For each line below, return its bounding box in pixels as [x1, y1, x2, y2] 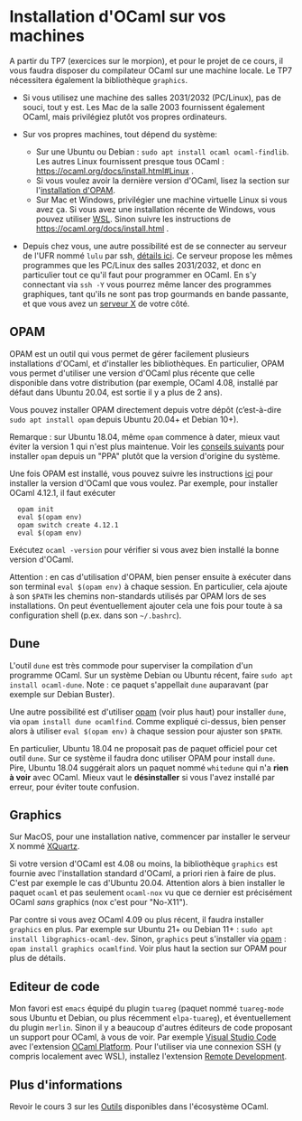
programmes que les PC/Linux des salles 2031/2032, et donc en [22, 259, 261, 270]
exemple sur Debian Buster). [9, 688, 115, 699]
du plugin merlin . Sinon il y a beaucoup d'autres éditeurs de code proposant [9, 1023, 293, 1033]
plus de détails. [9, 953, 66, 964]
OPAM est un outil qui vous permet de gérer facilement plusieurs [9, 348, 250, 359]
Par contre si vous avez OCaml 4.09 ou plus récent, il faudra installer [9, 914, 264, 925]
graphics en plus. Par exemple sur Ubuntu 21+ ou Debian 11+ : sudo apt [9, 924, 274, 935]
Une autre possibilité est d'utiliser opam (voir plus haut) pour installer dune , [9, 706, 287, 717]
